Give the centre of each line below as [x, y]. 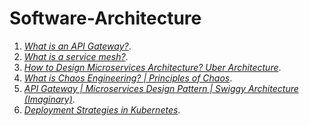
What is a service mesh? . [76, 56]
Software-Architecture [105, 18]
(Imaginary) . [49, 99]
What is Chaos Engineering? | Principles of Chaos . [128, 78]
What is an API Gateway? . [77, 46]
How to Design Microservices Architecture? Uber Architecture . [152, 67]
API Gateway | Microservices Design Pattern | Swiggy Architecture [161, 88]
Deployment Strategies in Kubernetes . [102, 109]
